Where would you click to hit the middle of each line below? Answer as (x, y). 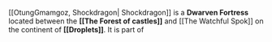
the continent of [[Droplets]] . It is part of (76, 29)
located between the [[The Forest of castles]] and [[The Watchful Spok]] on (136, 21)
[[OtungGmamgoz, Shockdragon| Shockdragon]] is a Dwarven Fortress (129, 13)
